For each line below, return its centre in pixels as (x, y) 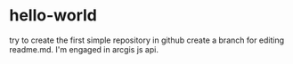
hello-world (53, 16)
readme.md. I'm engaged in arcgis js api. (84, 49)
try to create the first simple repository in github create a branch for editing (147, 40)
